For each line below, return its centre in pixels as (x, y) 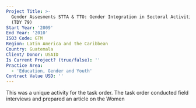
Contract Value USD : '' (35, 76)
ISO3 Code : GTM (24, 38)
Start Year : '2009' (30, 28)
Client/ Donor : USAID (32, 55)
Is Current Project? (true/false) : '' (53, 60)
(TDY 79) (22, 22)
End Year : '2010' (27, 33)
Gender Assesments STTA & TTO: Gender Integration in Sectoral (90, 17)
